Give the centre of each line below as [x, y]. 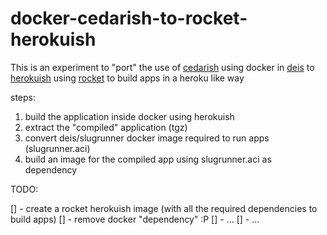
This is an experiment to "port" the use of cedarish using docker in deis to [162, 67]
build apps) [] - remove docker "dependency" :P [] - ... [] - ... [135, 219]
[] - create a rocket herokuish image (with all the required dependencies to [164, 208]
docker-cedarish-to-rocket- [129, 18]
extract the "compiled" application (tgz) [106, 127]
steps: [23, 97]
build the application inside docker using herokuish [129, 116]
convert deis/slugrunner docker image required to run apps [147, 138]
